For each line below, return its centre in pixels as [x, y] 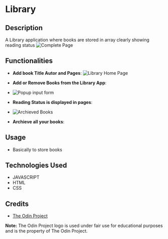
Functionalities [29, 61]
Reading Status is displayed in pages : [52, 102]
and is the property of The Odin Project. [47, 231]
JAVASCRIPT [26, 177]
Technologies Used [36, 165]
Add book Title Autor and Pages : [47, 73]
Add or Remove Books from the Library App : [59, 83]
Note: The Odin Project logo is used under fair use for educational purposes [84, 226]
